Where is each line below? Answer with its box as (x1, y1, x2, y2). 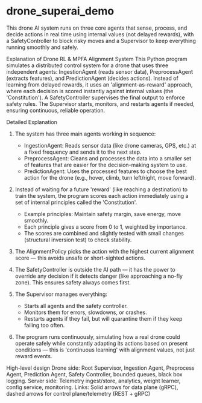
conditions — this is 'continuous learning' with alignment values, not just (14, 346, 195, 353)
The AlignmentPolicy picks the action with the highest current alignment (14, 247, 194, 255)
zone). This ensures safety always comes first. (14, 278, 131, 286)
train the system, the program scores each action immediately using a (14, 192, 189, 199)
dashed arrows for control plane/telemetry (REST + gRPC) (6, 390, 151, 397)
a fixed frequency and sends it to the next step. (24, 148, 142, 156)
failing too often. (24, 321, 65, 329)
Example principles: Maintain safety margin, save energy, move (24, 210, 181, 217)
